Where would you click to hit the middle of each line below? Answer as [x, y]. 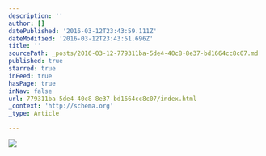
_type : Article [34, 114]
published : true [36, 61]
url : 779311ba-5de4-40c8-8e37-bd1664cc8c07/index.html [103, 99]
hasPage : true [32, 83]
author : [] [27, 23]
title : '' [25, 46]
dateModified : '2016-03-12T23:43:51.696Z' [81, 38]
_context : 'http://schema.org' [61, 106]
